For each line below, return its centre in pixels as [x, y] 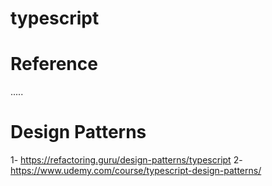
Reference [54, 64]
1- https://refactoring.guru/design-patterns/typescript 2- [126, 160]
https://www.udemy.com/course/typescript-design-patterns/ [136, 171]
